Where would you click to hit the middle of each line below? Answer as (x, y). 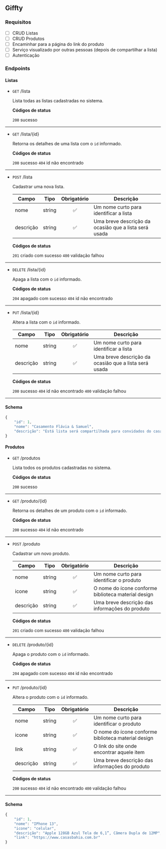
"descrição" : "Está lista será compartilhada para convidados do (83, 431)
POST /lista (22, 177)
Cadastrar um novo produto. (41, 553)
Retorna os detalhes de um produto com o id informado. (70, 510)
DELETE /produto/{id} (33, 644)
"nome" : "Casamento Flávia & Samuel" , (54, 427)
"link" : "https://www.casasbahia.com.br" (57, 838)
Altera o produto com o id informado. (50, 697)
